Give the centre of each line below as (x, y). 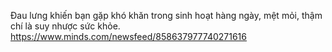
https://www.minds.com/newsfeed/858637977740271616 (128, 36)
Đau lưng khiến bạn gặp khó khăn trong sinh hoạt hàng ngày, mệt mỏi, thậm (166, 15)
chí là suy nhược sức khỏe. (65, 26)
